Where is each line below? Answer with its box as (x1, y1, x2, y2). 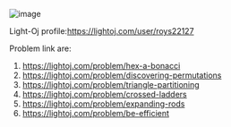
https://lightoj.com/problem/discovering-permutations (21, 70, 222, 80)
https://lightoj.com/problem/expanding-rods (21, 98, 185, 109)
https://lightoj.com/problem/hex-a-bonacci (21, 61, 181, 71)
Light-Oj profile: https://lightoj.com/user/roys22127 (9, 26, 194, 36)
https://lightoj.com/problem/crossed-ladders (21, 89, 187, 99)
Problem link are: (9, 43, 72, 54)
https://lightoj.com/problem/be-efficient (21, 108, 170, 118)
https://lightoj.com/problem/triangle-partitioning (21, 80, 200, 89)
